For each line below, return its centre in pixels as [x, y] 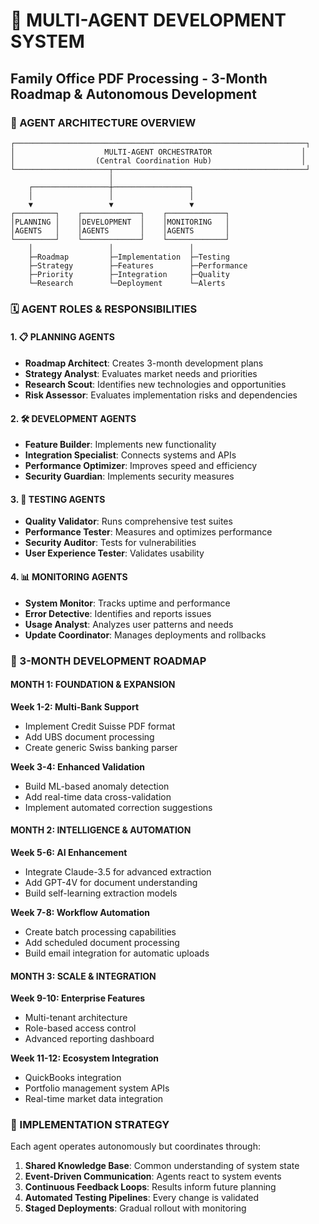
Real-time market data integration [94, 1099]
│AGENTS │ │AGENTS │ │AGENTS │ [120, 230]
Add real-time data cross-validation [98, 796]
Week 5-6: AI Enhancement [69, 852]
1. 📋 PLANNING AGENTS [62, 337]
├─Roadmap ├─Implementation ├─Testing [129, 257]
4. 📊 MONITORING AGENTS [69, 577]
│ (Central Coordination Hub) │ [158, 160]
